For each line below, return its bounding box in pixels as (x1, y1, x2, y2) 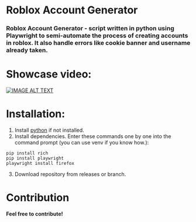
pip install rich (6, 150, 49, 156)
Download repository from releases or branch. (14, 170, 126, 178)
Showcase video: (6, 68, 92, 81)
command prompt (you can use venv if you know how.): (14, 139, 149, 146)
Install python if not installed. (14, 126, 85, 133)
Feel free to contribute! (6, 210, 63, 217)
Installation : (6, 107, 66, 121)
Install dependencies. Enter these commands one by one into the (14, 132, 171, 140)
